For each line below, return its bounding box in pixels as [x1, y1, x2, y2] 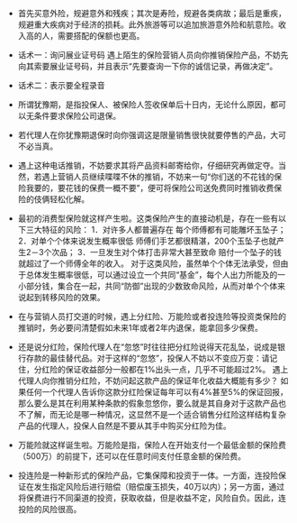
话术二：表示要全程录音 [17, 80, 105, 90]
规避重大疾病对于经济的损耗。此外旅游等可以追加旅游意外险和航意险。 [17, 19, 279, 30]
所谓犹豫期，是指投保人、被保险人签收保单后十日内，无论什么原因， [17, 99, 271, 110]
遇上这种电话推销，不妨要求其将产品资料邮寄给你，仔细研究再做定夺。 [17, 161, 279, 170]
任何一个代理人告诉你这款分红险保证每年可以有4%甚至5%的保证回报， [25, 387, 288, 397]
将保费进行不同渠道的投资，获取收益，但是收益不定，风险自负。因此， [17, 492, 279, 503]
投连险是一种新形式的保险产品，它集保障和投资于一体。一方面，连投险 [17, 470, 279, 481]
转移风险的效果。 [41, 292, 105, 302]
